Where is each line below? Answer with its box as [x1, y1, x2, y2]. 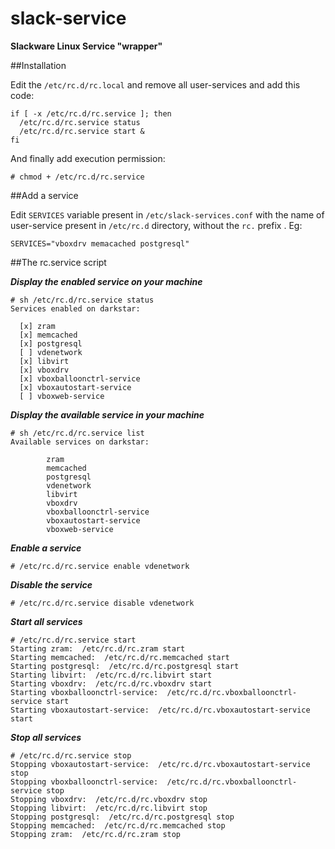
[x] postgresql [19, 338, 83, 349]
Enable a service [10, 542, 82, 554]
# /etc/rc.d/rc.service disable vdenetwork [10, 598, 195, 608]
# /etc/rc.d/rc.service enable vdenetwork [10, 561, 190, 571]
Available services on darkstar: [10, 437, 150, 447]
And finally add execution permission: [10, 152, 166, 164]
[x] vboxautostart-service [19, 382, 132, 392]
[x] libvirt [19, 356, 70, 366]
